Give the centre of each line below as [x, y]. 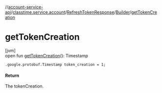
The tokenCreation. [24, 86]
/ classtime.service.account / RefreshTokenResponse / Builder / [71, 12]
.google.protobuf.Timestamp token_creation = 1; [55, 65]
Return [12, 75]
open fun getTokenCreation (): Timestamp [47, 56]
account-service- [26, 7]
